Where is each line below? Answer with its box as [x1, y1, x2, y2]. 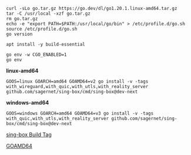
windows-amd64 [6, 99, 49, 106]
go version [6, 31, 33, 37]
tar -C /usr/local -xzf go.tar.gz [6, 11, 91, 16]
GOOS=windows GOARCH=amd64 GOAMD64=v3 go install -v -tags [6, 110, 154, 116]
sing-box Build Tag [6, 131, 52, 138]
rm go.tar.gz [6, 16, 38, 22]
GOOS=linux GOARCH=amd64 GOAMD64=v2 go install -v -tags [6, 79, 149, 85]
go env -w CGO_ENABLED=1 [6, 52, 67, 58]
